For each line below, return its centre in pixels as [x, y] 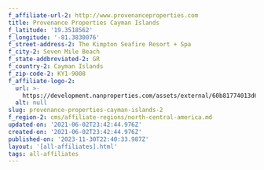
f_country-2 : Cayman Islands [56, 67]
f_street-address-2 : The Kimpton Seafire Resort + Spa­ [100, 45]
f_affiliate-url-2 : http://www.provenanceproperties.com [103, 15]
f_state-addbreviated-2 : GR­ [54, 60]
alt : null [31, 103]
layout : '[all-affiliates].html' [63, 146]
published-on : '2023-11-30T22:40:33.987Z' [79, 139]
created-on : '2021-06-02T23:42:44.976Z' [75, 132]
